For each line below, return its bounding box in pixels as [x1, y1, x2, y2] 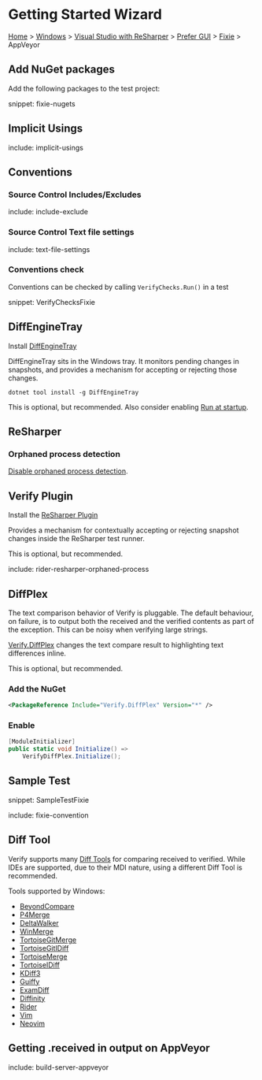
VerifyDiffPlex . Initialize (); [22, 752, 122, 761]
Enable [8, 720, 35, 731]
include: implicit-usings [8, 143, 84, 152]
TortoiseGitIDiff [19, 943, 69, 952]
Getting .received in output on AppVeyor [8, 1041, 210, 1055]
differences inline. [8, 648, 67, 658]
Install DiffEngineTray [8, 341, 77, 351]
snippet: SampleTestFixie [8, 795, 89, 804]
